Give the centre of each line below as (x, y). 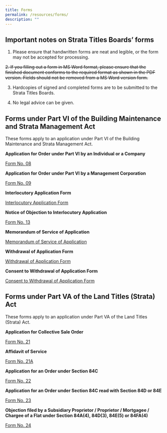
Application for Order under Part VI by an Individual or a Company (75, 154)
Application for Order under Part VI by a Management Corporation (75, 173)
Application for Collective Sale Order (45, 332)
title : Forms (19, 10)
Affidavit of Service (26, 351)
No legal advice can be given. (43, 103)
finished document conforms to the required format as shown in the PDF (80, 72)
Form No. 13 (18, 222)
